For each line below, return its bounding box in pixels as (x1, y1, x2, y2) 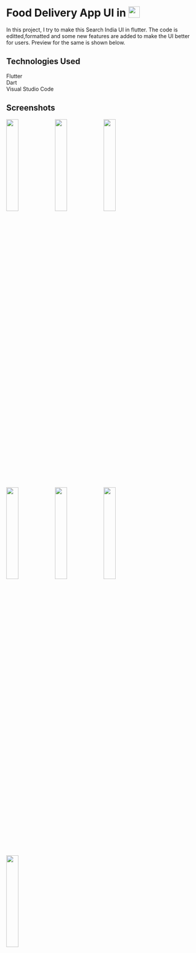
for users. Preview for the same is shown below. (6, 39, 125, 46)
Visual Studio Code (6, 85, 54, 92)
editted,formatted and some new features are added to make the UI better (6, 32, 190, 39)
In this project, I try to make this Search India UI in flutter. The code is (6, 26, 178, 33)
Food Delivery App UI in (6, 6, 127, 20)
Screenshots (6, 103, 55, 113)
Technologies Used (6, 56, 80, 66)
